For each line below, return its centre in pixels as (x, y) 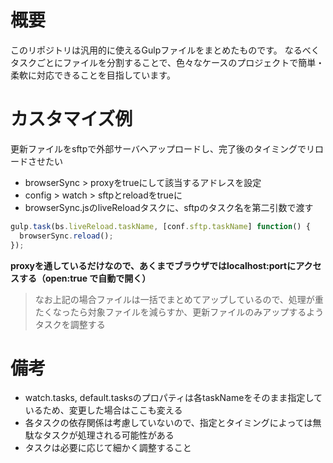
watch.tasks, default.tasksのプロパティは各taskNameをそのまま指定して (173, 398)
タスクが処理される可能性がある (108, 435)
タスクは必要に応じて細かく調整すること (108, 448)
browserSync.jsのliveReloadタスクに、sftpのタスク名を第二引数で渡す (169, 207)
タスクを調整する (70, 324)
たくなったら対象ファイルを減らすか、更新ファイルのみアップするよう (179, 312)
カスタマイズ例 (71, 119)
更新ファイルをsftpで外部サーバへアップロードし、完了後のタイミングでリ (163, 148)
